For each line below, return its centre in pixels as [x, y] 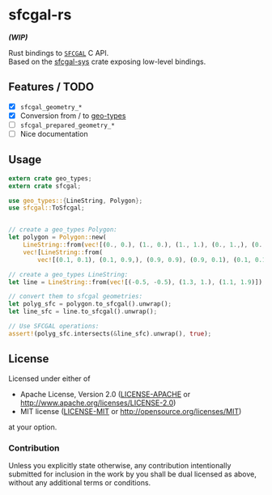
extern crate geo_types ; [50, 178]
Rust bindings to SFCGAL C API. [59, 53]
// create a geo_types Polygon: [63, 230]
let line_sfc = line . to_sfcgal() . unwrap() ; [83, 312]
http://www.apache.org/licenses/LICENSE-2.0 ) [98, 403]
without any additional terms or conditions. [80, 482]
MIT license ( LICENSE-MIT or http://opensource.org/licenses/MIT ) [131, 411]
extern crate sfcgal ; [45, 186]
